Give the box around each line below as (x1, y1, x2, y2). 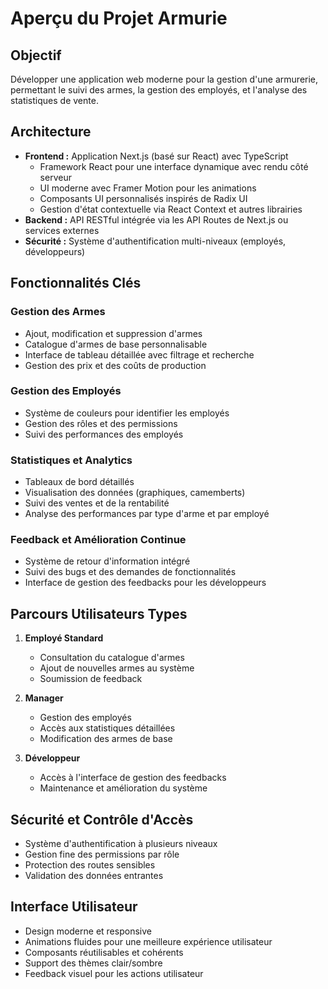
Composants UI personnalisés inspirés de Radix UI (39, 192, 248, 204)
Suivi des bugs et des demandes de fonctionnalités (24, 566, 237, 578)
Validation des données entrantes (24, 870, 164, 882)
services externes (24, 224, 100, 236)
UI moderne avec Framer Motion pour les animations (39, 182, 257, 194)
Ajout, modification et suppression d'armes (24, 327, 203, 339)
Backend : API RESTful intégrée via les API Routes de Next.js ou (24, 213, 289, 226)
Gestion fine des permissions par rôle (24, 848, 180, 861)
